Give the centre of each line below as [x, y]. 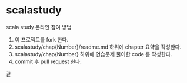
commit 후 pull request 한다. [48, 61]
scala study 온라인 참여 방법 [39, 27]
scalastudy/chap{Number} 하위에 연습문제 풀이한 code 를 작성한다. [93, 54]
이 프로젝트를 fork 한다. [41, 39]
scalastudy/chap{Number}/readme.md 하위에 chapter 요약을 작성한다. [98, 47]
